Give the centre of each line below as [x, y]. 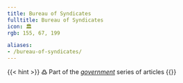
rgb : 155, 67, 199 [34, 33]
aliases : [20, 46]
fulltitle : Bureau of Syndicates [55, 20]
